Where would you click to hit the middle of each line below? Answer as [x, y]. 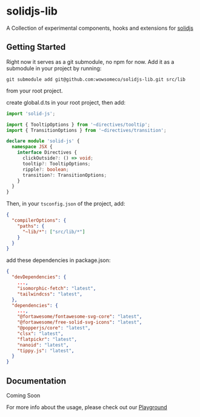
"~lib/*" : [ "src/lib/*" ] [54, 232]
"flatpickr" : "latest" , [47, 339]
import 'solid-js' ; [31, 114]
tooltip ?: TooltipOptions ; [56, 164]
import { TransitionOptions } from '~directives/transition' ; [86, 130]
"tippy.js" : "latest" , [46, 351]
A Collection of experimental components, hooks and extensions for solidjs [100, 28]
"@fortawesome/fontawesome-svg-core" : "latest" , [80, 317]
